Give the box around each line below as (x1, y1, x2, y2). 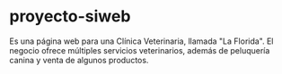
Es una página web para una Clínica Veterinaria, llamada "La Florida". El (9, 36, 274, 46)
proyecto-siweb (9, 6, 131, 27)
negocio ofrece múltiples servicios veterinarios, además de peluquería (9, 45, 270, 55)
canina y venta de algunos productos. (9, 54, 149, 65)
